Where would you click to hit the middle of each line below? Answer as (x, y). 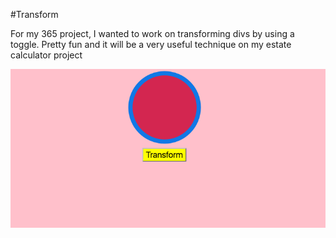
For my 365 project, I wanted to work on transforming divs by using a (152, 33)
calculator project (46, 55)
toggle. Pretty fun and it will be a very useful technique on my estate (151, 44)
